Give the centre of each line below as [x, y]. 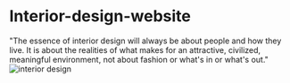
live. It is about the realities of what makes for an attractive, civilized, [135, 49]
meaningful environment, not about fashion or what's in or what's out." [139, 59]
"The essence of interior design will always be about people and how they [145, 41]
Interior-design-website [100, 16]
